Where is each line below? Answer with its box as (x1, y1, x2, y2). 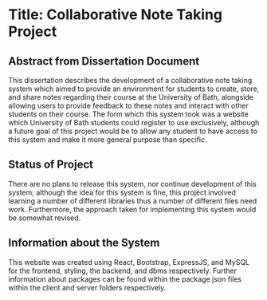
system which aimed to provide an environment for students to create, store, (8, 84, 260, 93)
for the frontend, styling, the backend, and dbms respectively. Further (8, 266, 238, 275)
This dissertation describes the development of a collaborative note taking (8, 76, 253, 85)
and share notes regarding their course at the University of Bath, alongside (8, 93, 253, 101)
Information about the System (8, 236, 160, 250)
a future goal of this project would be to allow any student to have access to (8, 126, 257, 136)
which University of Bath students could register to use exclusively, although (8, 118, 260, 127)
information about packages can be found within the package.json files (8, 274, 241, 284)
